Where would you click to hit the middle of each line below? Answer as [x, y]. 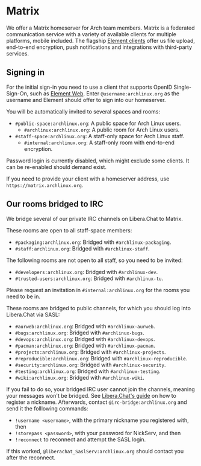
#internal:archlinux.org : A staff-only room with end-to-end [99, 142]
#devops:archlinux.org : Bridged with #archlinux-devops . [85, 339]
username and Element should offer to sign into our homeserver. [86, 100]
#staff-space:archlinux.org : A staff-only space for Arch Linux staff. [100, 136]
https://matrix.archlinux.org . [45, 185]
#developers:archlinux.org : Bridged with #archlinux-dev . [86, 272]
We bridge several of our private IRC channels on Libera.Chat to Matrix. [95, 219]
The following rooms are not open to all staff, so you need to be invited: [94, 260]
